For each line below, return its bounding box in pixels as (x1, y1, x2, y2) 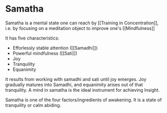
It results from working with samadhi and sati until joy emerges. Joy (5, 76, 147, 82)
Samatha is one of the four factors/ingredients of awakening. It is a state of (5, 97, 162, 103)
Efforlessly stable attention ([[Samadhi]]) (12, 45, 98, 51)
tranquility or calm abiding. (5, 102, 61, 108)
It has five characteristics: (5, 35, 59, 41)
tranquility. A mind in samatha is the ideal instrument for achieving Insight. (5, 87, 160, 93)
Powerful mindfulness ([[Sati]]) (12, 50, 78, 56)
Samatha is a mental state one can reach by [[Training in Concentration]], (5, 20, 159, 26)
